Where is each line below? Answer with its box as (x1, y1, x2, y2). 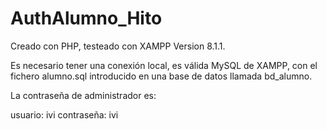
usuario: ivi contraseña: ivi (10, 108, 119, 121)
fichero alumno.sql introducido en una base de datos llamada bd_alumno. (10, 70, 313, 82)
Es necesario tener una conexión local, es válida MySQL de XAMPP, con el (10, 59, 318, 71)
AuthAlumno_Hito (10, 7, 163, 30)
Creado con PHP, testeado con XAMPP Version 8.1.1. (10, 40, 226, 52)
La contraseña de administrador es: (10, 89, 157, 101)
